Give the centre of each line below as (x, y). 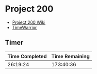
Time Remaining (70, 56)
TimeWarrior (24, 27)
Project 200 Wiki (29, 22)
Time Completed (27, 56)
